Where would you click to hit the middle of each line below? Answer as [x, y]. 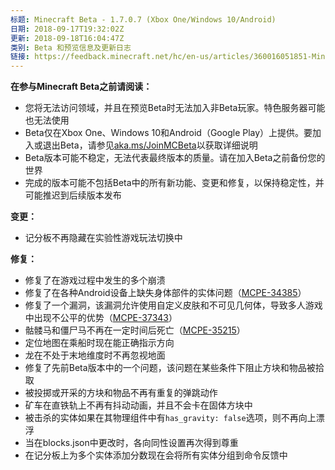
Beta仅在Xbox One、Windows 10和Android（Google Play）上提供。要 [168, 133]
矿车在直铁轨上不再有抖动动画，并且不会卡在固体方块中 [138, 405]
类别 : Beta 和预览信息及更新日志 [71, 47]
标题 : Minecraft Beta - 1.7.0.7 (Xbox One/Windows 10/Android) [143, 19]
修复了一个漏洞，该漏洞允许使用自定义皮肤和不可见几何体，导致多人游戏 [173, 305]
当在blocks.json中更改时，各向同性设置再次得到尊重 [131, 443]
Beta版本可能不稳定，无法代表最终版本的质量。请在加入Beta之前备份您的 [175, 158]
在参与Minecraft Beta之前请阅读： [81, 87]
